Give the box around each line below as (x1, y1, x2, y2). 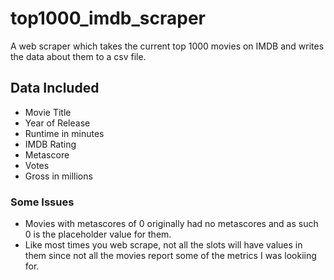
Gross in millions (24, 170, 93, 182)
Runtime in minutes (24, 127, 105, 139)
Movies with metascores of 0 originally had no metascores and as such (24, 218, 319, 230)
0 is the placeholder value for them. (24, 228, 172, 241)
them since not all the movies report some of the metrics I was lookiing (24, 250, 317, 262)
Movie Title (24, 106, 72, 118)
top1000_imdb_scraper (10, 7, 207, 30)
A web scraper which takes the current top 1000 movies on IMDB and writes (10, 40, 325, 52)
